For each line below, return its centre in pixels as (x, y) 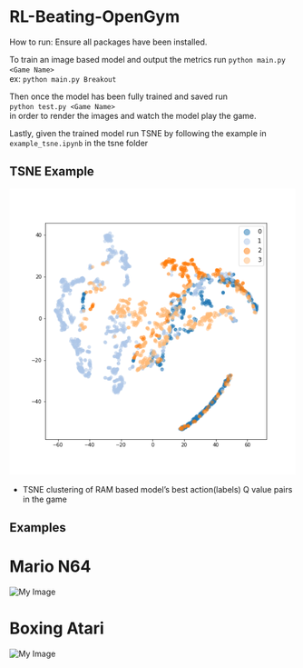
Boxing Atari (57, 628)
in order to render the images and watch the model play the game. (133, 115)
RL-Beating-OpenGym (95, 17)
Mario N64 (50, 567)
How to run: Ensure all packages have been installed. (108, 42)
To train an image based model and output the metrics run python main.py (147, 59)
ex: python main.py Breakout (63, 78)
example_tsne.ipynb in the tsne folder (79, 143)
